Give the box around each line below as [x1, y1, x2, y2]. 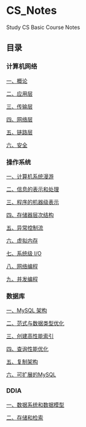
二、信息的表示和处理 [6, 185, 59, 193]
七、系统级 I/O [6, 249, 42, 257]
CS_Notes [6, 4, 57, 18]
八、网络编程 [6, 262, 38, 269]
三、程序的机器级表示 [6, 198, 59, 205]
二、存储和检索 [6, 414, 43, 421]
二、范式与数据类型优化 [6, 319, 64, 327]
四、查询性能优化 [6, 345, 49, 353]
